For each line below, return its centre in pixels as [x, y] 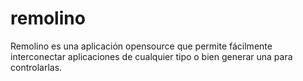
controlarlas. [36, 67]
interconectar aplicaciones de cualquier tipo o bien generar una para [151, 56]
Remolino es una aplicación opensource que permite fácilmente [141, 46]
